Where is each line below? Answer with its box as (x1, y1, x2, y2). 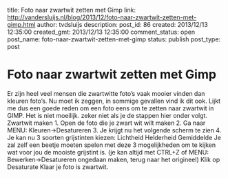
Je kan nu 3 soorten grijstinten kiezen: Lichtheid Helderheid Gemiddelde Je (7, 133, 222, 141)
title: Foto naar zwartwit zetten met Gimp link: (7, 6, 136, 14)
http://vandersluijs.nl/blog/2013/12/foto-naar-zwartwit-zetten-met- (7, 13, 197, 21)
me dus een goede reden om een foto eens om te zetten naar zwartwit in (7, 103, 214, 112)
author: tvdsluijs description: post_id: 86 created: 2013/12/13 (37, 21, 208, 28)
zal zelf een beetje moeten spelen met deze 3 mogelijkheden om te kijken (7, 141, 216, 149)
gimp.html (7, 21, 36, 28)
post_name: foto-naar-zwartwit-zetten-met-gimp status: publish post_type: (7, 35, 221, 43)
